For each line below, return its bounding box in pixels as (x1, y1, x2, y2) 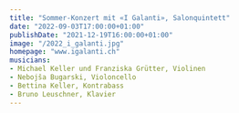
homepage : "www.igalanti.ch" (9, 47, 120, 56)
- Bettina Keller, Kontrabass (9, 81, 125, 90)
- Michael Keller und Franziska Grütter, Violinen (9, 65, 206, 74)
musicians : (9, 56, 51, 65)
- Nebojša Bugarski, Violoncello (9, 73, 137, 82)
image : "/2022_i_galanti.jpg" (9, 38, 125, 48)
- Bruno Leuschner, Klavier (9, 89, 117, 98)
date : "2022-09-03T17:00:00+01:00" (9, 22, 145, 31)
